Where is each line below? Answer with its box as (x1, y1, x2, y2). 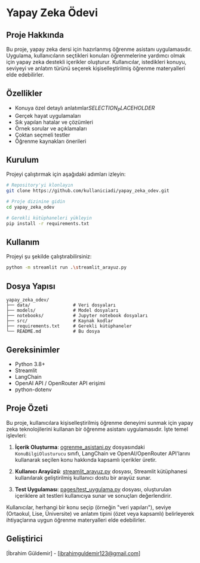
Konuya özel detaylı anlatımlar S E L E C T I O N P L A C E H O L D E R (14, 104, 155, 113)
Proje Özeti (6, 403, 48, 413)
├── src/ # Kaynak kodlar (6, 318, 113, 324)
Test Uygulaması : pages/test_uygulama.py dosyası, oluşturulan (14, 485, 172, 493)
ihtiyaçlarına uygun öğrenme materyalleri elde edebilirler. (6, 516, 146, 524)
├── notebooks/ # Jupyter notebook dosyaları (6, 313, 148, 319)
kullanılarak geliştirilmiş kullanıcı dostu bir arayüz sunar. (14, 474, 152, 481)
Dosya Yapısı (6, 281, 56, 291)
